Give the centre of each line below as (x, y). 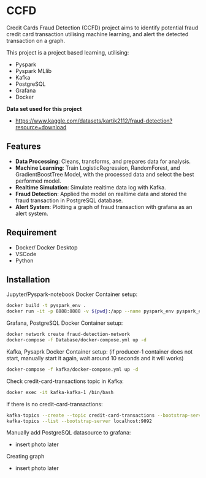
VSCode (26, 254)
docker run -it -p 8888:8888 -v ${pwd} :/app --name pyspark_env (90, 311)
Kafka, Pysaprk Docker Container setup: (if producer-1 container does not (100, 351)
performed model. (38, 181)
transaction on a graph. (36, 40)
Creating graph (25, 457)
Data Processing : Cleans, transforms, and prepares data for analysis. (103, 161)
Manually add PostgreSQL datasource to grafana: (69, 433)
